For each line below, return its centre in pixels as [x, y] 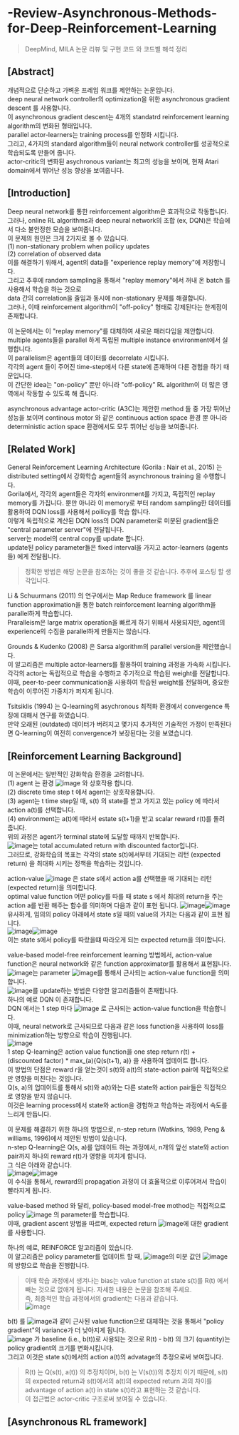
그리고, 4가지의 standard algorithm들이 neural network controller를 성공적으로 [118, 143]
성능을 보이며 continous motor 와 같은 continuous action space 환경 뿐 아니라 [117, 417]
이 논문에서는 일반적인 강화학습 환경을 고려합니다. [76, 774]
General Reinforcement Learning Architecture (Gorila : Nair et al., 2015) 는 [115, 467]
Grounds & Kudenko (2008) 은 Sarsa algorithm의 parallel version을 [104, 647]
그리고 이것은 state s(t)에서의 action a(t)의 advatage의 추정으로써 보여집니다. [116, 1357]
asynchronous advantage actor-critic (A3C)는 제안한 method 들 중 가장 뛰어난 [119, 408]
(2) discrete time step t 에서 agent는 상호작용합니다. [81, 792]
